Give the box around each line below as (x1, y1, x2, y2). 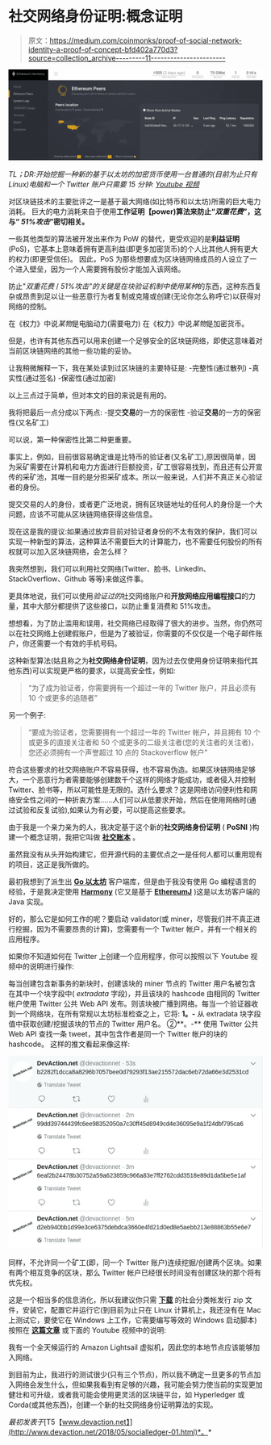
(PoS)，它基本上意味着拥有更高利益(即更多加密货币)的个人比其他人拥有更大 (8, 244, 258, 254)
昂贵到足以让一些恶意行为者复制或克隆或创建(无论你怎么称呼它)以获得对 (22, 291, 261, 301)
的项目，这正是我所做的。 (8, 860, 94, 869)
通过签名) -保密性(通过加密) (25, 373, 116, 383)
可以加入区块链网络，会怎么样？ (22, 547, 129, 557)
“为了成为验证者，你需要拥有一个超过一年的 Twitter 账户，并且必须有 (27, 683, 256, 693)
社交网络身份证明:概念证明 (8, 7, 183, 26)
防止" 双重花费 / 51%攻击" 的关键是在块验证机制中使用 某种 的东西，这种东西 (8, 282, 255, 291)
